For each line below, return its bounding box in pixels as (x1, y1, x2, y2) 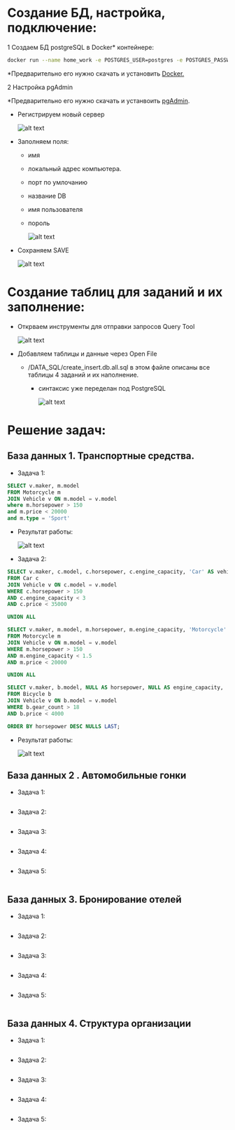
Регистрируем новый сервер (17, 110, 105, 119)
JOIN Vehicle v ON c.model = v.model (7, 581, 117, 588)
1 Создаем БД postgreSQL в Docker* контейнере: (7, 43, 154, 51)
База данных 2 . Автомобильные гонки (7, 769, 187, 781)
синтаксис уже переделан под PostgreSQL (38, 384, 166, 392)
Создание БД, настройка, (7, 5, 166, 21)
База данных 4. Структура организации (7, 1017, 192, 1029)
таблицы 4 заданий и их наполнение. (27, 370, 139, 379)
